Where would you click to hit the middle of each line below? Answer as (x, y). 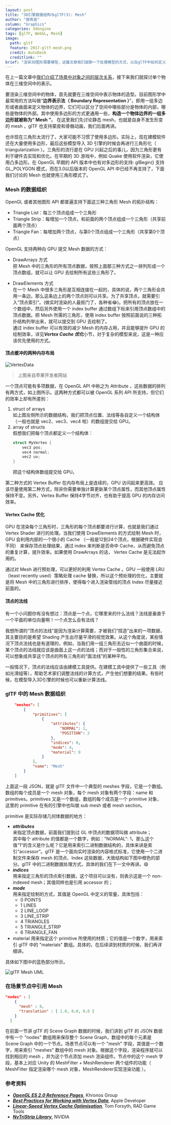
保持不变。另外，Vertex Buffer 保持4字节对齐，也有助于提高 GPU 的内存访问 (85, 496)
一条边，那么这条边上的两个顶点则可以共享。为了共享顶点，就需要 (86, 296)
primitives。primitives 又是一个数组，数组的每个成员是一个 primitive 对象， (83, 799)
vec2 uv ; (31, 457)
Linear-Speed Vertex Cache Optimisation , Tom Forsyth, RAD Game (84, 1106)
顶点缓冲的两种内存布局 (30, 353)
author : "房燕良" (22, 19)
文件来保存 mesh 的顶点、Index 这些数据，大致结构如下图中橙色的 (86, 858)
